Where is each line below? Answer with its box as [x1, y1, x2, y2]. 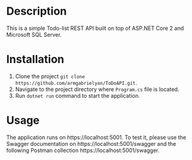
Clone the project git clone [15, 72, 85, 80]
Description [6, 4, 67, 18]
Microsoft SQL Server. [6, 31, 62, 38]
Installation [6, 53, 65, 67]
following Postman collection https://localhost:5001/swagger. [6, 147, 160, 154]
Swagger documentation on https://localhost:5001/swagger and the [6, 140, 177, 147]
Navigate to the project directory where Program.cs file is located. [15, 85, 180, 93]
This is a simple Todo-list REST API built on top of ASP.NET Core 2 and [6, 24, 184, 32]
